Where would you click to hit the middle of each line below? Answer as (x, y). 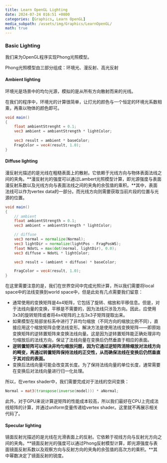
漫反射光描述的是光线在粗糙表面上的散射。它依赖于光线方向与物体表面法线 (81, 173)
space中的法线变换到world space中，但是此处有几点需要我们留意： (74, 292)
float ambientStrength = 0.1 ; (45, 221)
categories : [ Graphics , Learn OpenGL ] (45, 19)
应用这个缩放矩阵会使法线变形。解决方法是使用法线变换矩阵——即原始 (88, 328)
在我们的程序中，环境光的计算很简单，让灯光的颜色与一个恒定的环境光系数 (81, 102)
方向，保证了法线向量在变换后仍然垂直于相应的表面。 (97, 340)
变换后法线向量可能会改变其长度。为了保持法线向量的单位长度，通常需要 (86, 365)
